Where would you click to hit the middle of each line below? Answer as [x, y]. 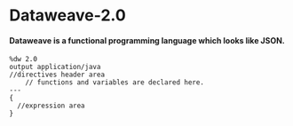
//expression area [51, 106]
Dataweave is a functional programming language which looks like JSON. [147, 40]
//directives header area [57, 75]
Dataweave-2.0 [67, 16]
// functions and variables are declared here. [115, 83]
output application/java [55, 67]
